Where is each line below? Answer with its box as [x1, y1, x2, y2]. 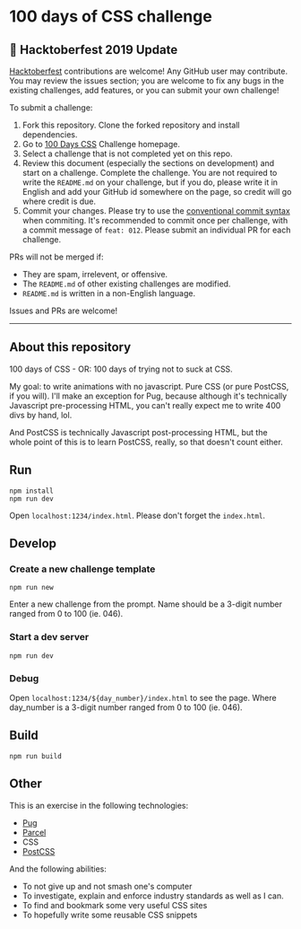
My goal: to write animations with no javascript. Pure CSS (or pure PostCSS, [9, 381, 289, 391]
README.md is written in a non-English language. [21, 288, 196, 298]
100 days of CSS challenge [9, 6, 212, 27]
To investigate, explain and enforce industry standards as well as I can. [21, 890, 284, 901]
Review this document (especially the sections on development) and [21, 158, 275, 168]
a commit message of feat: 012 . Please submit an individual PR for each [21, 224, 291, 235]
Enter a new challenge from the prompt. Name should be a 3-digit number [9, 599, 282, 609]
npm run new [9, 583, 54, 592]
